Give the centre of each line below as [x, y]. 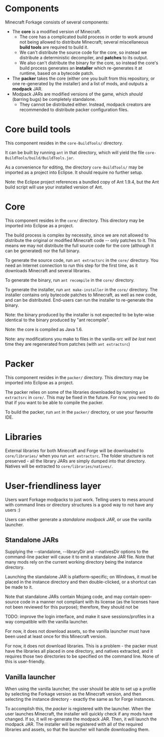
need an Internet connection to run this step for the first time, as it [71, 265]
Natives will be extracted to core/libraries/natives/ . [59, 466]
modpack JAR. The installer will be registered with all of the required [74, 724]
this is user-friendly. [25, 662]
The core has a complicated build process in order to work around [86, 37]
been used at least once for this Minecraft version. [56, 637]
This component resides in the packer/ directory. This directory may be [77, 377]
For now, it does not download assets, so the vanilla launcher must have [78, 631]
